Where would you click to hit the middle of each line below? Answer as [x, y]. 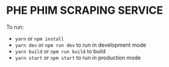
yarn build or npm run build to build [60, 51]
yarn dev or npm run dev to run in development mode [81, 45]
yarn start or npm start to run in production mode [78, 57]
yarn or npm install [40, 38]
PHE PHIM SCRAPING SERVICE [85, 10]
